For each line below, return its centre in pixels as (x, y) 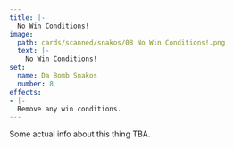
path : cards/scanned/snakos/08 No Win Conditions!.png (121, 42)
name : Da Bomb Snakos (58, 76)
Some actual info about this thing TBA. (80, 134)
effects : (25, 92)
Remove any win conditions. (70, 109)
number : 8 (35, 84)
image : (21, 34)
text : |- (33, 51)
